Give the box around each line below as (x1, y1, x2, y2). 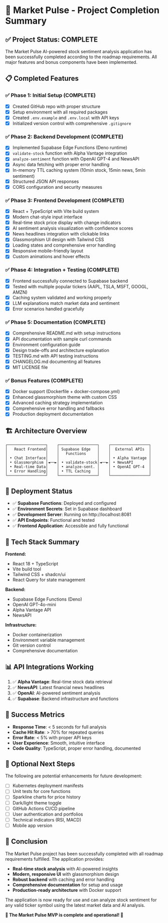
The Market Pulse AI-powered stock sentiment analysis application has (5, 49, 152, 54)
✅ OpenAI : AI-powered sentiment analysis (12, 690, 100, 696)
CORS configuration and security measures (12, 184, 103, 190)
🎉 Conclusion (5, 837, 48, 846)
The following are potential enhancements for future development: (5, 773, 142, 779)
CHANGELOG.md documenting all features (12, 359, 101, 365)
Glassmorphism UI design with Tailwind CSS (12, 237, 104, 243)
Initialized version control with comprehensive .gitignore (12, 120, 131, 126)
